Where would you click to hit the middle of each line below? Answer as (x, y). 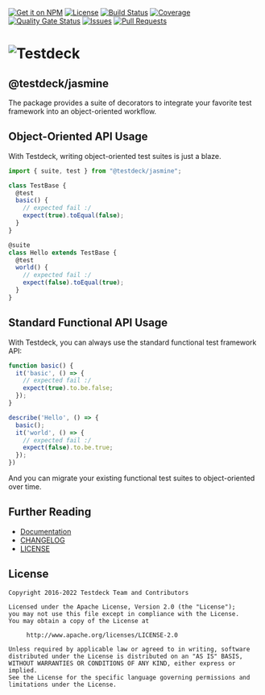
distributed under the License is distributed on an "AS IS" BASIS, (126, 656)
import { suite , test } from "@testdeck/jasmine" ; (95, 171)
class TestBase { (37, 186)
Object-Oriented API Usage (78, 137)
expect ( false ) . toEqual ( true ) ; (74, 283)
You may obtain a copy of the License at (79, 621)
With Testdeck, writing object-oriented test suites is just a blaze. (115, 156)
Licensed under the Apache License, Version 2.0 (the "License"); (122, 607)
